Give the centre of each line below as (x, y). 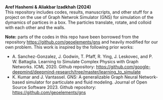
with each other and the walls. (35, 28)
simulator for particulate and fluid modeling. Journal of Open (87, 82)
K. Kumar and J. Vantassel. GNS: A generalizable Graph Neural (75, 77)
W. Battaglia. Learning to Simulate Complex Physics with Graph (75, 62)
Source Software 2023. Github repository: (54, 87)
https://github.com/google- (123, 67)
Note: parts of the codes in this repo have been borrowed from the (72, 37)
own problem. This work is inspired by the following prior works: (69, 47)
